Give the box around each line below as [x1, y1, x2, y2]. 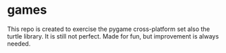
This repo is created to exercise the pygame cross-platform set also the [7, 25, 210, 33]
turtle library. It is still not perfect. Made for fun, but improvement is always [7, 32, 219, 40]
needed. [7, 39, 31, 47]
